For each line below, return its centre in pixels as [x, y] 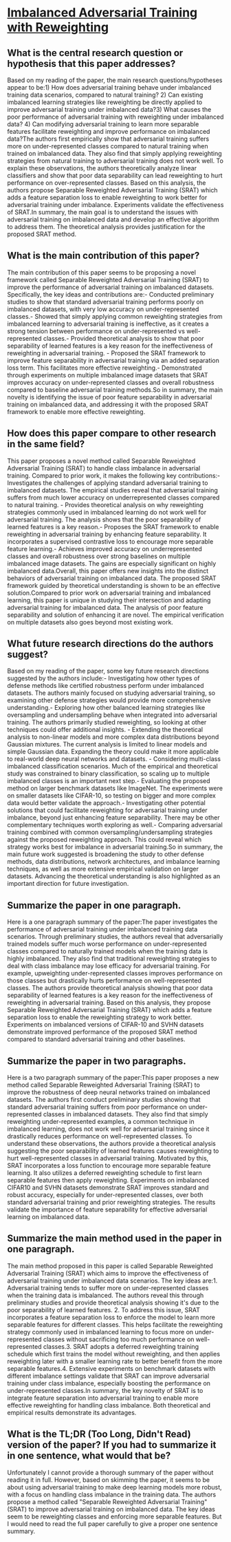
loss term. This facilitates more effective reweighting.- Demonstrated [104, 368]
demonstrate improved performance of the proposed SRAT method [102, 1032]
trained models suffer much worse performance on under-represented [107, 944]
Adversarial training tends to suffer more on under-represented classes [108, 1287]
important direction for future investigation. [68, 884]
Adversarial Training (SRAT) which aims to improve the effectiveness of [108, 1273]
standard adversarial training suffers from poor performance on [97, 1107]
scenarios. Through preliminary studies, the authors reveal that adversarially [115, 937]
